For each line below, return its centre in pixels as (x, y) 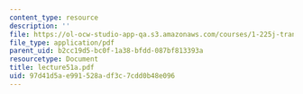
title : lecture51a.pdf (52, 68)
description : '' (40, 26)
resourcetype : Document (54, 59)
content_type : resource (54, 17)
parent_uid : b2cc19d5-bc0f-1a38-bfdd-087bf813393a (106, 51)
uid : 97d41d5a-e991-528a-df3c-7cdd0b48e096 (92, 76)
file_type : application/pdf (62, 43)
